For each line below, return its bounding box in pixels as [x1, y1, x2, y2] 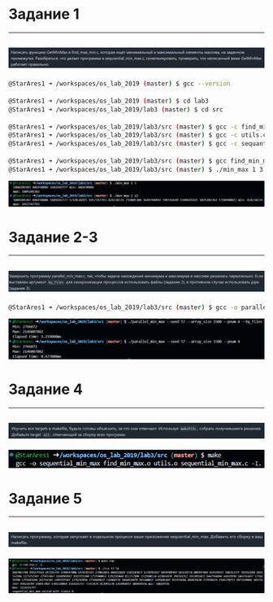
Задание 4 [8, 380, 84, 399]
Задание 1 [8, 5, 80, 24]
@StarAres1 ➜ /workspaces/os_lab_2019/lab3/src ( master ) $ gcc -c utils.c [8, 131, 267, 139]
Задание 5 [8, 489, 83, 508]
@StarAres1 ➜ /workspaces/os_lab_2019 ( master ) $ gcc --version [8, 80, 231, 88]
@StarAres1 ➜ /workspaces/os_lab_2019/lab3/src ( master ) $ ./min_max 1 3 [8, 165, 264, 173]
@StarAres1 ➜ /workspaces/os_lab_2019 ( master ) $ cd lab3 [8, 97, 209, 105]
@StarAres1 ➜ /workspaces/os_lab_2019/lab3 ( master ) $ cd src [8, 105, 223, 114]
